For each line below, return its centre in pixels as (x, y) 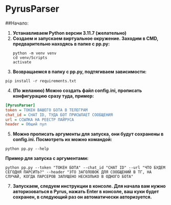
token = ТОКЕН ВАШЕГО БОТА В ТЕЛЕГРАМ (46, 110)
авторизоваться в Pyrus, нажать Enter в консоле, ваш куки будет (86, 192)
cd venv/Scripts (30, 58)
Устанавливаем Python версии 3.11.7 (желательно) (69, 33)
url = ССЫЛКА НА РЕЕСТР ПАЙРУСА (40, 120)
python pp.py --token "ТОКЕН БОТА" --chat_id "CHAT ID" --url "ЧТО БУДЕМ (86, 168)
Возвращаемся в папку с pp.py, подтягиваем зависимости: (80, 72)
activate (22, 62)
